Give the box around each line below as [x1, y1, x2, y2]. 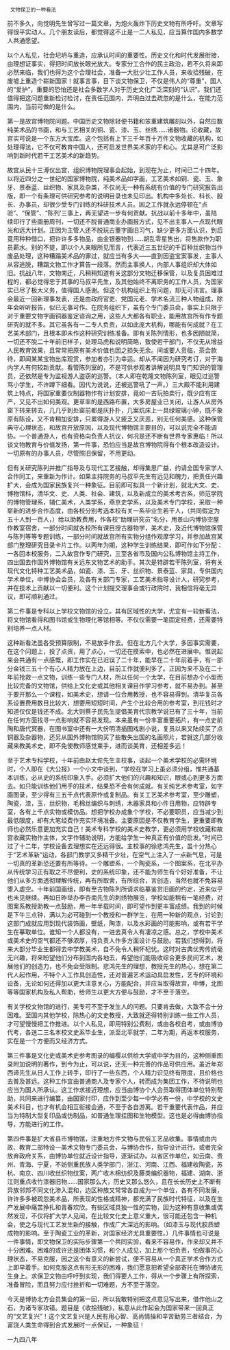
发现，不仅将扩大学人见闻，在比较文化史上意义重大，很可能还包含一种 [12, 1212, 211, 1220]
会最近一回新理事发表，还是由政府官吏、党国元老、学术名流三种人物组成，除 [7, 294, 223, 303]
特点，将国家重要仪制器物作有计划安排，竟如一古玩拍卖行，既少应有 [18, 389, 211, 397]
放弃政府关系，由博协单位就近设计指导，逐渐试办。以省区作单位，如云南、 [7, 1152, 217, 1160]
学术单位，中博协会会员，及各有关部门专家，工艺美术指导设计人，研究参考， [7, 575, 223, 583]
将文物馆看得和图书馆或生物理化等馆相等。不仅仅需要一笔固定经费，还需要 [7, 616, 217, 623]
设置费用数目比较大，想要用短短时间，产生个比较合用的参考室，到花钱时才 [12, 699, 223, 707]
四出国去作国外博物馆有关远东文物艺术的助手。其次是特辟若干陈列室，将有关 [7, 558, 223, 566]
